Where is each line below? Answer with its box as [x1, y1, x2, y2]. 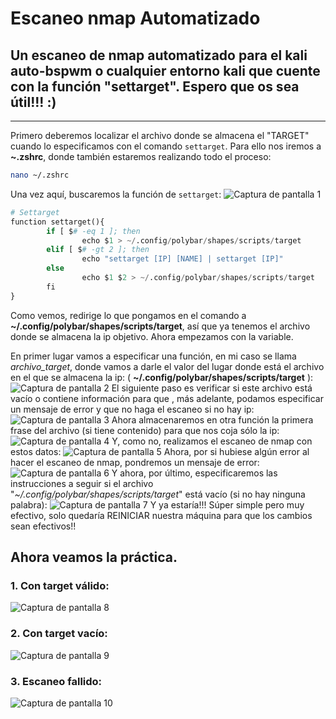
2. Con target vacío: [10, 627, 108, 641]
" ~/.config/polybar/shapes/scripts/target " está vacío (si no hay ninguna [10, 488, 306, 500]
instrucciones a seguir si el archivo [10, 477, 154, 489]
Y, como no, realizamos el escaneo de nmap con [111, 435, 313, 447]
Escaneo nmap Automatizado [10, 7, 261, 30]
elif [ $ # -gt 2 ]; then [46, 245, 150, 255]
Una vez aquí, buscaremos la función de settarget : [10, 188, 222, 200]
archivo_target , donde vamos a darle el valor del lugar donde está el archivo [10, 360, 325, 372]
